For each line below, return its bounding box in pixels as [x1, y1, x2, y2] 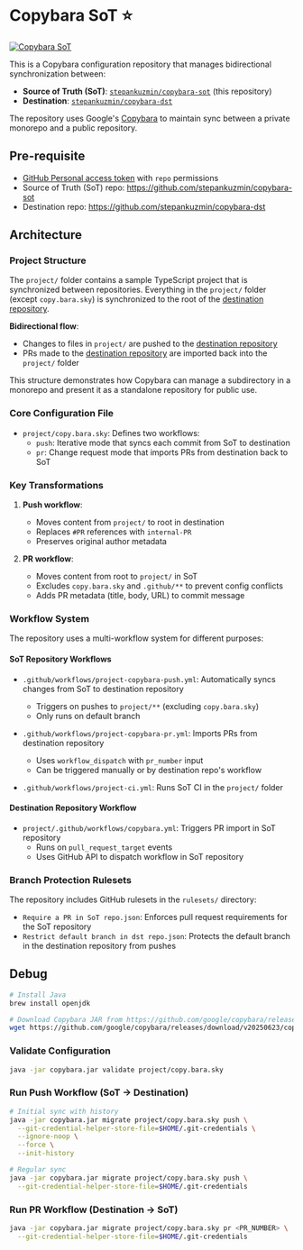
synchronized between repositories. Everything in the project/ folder [9, 284, 267, 296]
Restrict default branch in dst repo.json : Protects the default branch [22, 931, 291, 942]
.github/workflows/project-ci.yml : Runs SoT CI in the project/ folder [22, 781, 284, 792]
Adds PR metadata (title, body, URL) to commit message [35, 590, 245, 601]
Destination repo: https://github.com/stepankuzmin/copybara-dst [22, 201, 266, 212]
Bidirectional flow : [9, 321, 79, 332]
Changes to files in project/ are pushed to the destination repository [22, 338, 278, 350]
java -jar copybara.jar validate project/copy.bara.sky [9, 1065, 224, 1074]
